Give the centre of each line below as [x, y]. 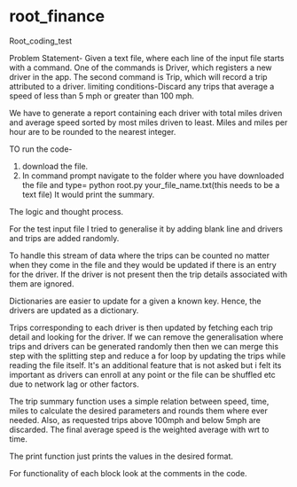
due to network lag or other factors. [74, 384]
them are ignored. [42, 283]
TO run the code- [41, 149]
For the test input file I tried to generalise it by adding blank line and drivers [146, 229]
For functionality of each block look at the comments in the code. [128, 473]
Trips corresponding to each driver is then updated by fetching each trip [141, 327]
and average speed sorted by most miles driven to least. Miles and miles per [148, 122]
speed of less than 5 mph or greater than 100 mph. [102, 96]
